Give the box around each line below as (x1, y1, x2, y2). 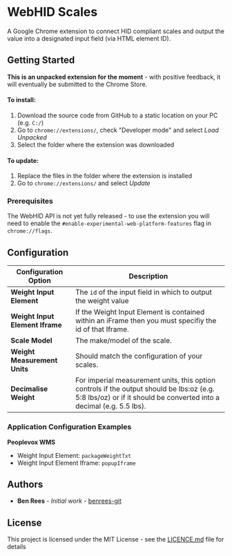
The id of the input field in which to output (75, 287, 213, 297)
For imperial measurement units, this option (75, 376, 216, 385)
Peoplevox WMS (7, 438, 56, 446)
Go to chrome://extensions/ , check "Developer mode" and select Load (17, 126, 219, 134)
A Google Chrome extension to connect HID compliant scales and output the (7, 27, 225, 35)
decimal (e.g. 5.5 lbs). (75, 401, 146, 411)
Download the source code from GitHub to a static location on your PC (17, 111, 218, 119)
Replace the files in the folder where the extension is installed (17, 172, 192, 180)
